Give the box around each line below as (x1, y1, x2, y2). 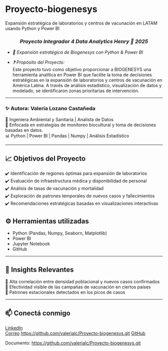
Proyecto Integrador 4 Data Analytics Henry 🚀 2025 (19, 38, 148, 45)
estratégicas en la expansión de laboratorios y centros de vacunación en (12, 77, 162, 83)
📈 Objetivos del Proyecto (5, 154, 86, 163)
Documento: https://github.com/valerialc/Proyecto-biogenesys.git (5, 339, 141, 346)
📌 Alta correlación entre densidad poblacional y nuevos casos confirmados (5, 278, 160, 284)
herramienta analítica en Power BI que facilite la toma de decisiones (12, 72, 152, 78)
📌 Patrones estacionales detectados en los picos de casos (5, 289, 125, 295)
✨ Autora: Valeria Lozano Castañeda (5, 105, 96, 112)
